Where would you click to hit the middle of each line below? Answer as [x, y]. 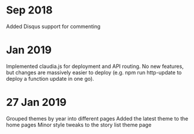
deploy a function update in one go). [50, 78]
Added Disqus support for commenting [53, 26]
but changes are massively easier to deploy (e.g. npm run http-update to [94, 72]
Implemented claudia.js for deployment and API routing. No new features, [95, 66]
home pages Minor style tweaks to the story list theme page [79, 125]
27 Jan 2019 [36, 102]
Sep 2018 [29, 10]
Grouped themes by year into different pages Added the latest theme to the [97, 118]
